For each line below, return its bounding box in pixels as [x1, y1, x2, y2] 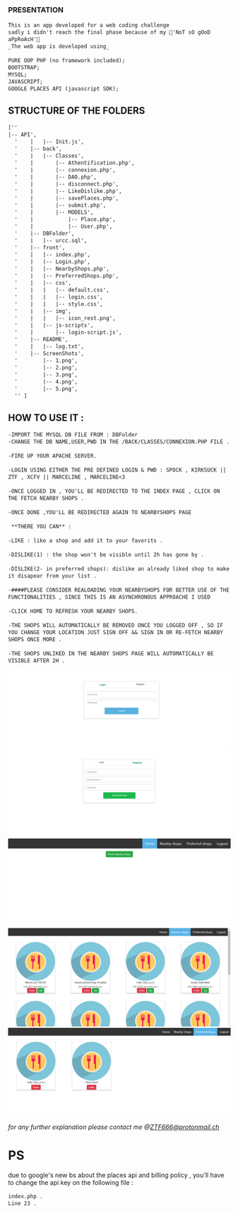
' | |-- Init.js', [14, 138, 84, 145]
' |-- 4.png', [14, 378, 78, 386]
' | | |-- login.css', [14, 294, 103, 301]
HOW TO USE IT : [8, 412, 84, 424]
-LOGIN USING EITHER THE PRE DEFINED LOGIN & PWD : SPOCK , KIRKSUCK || [8, 466, 227, 474]
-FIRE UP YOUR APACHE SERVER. [8, 452, 97, 460]
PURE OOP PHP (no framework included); [8, 57, 126, 64]
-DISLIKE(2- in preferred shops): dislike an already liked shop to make [8, 565, 230, 573]
